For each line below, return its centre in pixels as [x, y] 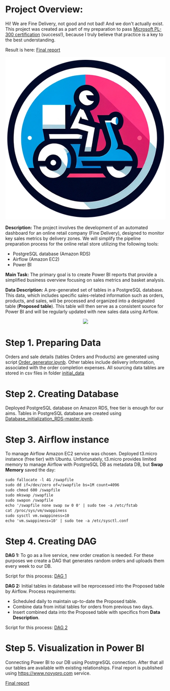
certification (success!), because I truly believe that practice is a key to [89, 34]
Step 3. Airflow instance [57, 440]
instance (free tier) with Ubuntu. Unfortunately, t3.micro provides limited [81, 459]
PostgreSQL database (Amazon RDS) [51, 254]
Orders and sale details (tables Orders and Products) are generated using [82, 357]
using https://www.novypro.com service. [48, 673]
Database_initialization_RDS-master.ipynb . [50, 419]
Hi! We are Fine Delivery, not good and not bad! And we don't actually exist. [84, 24]
